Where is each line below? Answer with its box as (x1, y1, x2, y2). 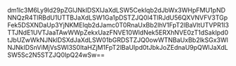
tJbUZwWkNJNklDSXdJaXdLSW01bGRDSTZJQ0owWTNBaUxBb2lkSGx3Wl (7, 36, 228, 44)
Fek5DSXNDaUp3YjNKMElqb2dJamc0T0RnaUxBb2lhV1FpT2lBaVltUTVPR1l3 (7, 21, 230, 29)
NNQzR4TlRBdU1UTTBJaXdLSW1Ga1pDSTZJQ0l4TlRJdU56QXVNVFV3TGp (7, 13, 228, 22)
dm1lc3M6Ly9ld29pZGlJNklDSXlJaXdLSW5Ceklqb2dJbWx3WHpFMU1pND (7, 6, 226, 14)
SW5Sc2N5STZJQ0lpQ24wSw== (7, 51, 105, 59)
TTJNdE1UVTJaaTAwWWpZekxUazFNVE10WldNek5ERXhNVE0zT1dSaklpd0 (7, 28, 229, 37)
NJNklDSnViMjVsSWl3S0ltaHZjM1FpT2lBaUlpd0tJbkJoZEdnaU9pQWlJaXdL (7, 44, 228, 51)
